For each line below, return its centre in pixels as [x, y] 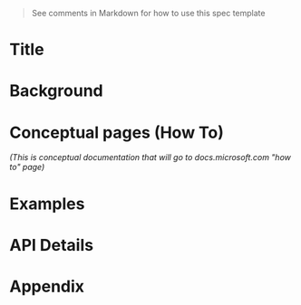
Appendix [47, 286]
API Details [51, 245]
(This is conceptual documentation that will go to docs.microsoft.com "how [150, 157]
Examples [47, 204]
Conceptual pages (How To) [117, 133]
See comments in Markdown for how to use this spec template [148, 13]
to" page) [27, 167]
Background [56, 91]
